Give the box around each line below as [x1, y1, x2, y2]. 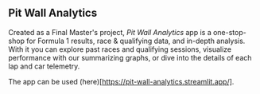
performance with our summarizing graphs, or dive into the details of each [8, 53, 252, 62]
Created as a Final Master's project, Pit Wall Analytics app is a [8, 27, 212, 37]
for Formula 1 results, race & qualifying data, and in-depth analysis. [26, 36, 246, 45]
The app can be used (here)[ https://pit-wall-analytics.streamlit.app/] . [8, 76, 235, 86]
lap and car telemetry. [8, 61, 80, 71]
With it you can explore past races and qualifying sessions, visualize [8, 44, 232, 54]
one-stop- [213, 27, 246, 37]
